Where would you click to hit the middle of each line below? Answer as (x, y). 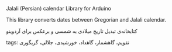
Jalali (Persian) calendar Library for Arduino (59, 8)
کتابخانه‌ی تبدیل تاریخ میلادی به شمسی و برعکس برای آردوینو (72, 31)
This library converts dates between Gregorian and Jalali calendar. (86, 20)
